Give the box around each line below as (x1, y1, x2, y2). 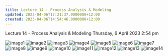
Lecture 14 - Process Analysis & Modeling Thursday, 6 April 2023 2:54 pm (5, 30, 159, 36)
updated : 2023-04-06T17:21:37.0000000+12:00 (5, 12, 100, 17)
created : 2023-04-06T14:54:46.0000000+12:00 (5, 16, 100, 21)
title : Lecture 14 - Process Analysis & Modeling (5, 7, 112, 12)
